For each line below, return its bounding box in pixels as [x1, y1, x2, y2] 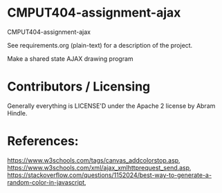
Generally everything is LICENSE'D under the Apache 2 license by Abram [7, 102, 216, 110]
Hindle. [7, 109, 28, 117]
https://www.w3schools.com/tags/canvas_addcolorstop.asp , [7, 156, 181, 164]
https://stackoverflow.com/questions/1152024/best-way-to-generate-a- [7, 171, 212, 179]
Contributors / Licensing [7, 79, 151, 95]
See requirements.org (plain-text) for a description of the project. [7, 41, 193, 49]
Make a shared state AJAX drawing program [7, 54, 133, 63]
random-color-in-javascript [7, 178, 85, 186]
